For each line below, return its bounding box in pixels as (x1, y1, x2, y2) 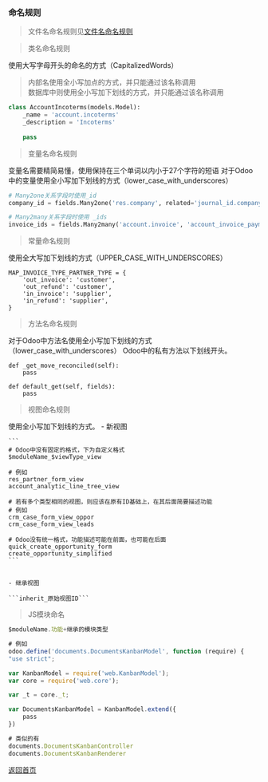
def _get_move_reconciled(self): (8, 361, 120, 370)
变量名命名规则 (27, 148, 77, 158)
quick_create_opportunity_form (8, 543, 112, 551)
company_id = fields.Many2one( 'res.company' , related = (8, 199, 195, 207)
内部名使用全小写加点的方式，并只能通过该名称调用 (27, 77, 196, 87)
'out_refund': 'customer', (22, 283, 112, 291)
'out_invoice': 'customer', (22, 276, 116, 284)
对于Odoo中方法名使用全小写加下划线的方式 (8, 336, 153, 346)
